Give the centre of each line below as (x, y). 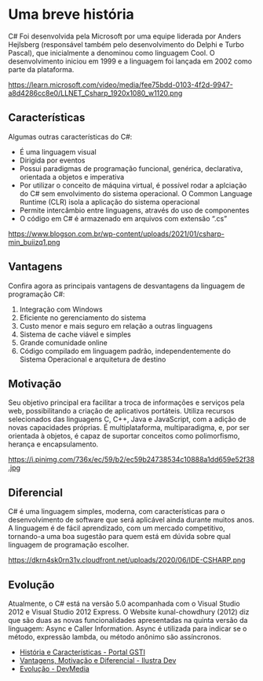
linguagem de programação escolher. (69, 545)
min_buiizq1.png (34, 242)
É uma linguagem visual (58, 151)
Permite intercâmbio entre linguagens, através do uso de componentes (134, 210)
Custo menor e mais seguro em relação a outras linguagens (116, 326)
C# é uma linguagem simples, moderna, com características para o (117, 512)
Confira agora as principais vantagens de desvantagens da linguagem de (127, 286)
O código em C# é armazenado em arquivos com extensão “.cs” (123, 218)
